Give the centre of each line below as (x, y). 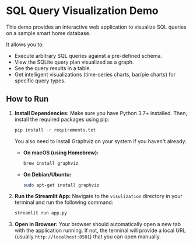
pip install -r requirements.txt (55, 130)
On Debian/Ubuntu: (47, 174)
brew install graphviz (51, 163)
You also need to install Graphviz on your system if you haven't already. (100, 141)
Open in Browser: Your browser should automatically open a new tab (98, 224)
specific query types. (40, 81)
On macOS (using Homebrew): (61, 153)
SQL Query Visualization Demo (82, 11)
